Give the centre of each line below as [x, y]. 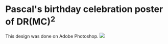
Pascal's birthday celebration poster [84, 9]
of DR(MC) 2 [30, 21]
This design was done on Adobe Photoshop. [52, 36]
